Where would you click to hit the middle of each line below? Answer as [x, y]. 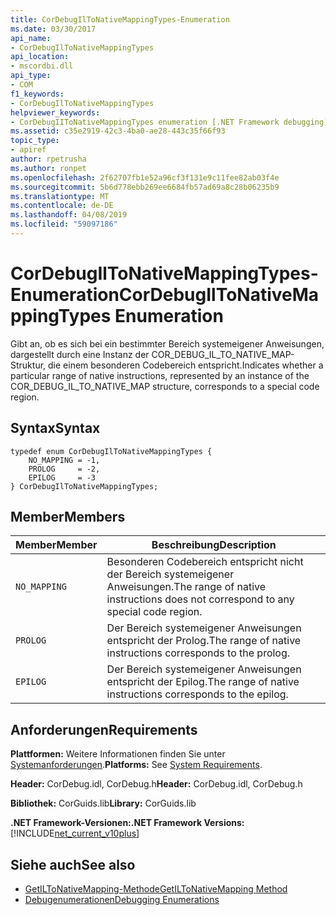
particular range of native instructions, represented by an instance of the [160, 375]
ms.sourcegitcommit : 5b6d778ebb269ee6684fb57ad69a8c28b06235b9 [145, 187]
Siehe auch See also [73, 864]
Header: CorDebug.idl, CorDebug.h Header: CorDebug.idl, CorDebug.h [156, 784]
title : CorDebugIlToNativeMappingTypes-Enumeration [120, 19]
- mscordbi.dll [42, 66]
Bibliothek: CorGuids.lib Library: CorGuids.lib [103, 803]
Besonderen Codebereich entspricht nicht [205, 562]
